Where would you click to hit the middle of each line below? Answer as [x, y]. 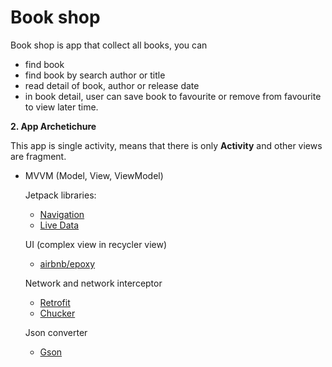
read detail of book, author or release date [112, 85]
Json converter [56, 332]
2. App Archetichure [53, 126]
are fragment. [38, 156]
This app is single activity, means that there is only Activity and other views [166, 145]
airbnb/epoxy [67, 263]
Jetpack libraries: [60, 195]
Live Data [59, 225]
